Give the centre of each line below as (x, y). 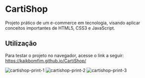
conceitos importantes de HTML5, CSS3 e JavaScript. (60, 28)
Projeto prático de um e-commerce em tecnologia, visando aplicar (73, 23)
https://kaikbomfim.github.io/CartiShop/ (46, 61)
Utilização (21, 44)
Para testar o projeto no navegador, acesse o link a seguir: (65, 55)
